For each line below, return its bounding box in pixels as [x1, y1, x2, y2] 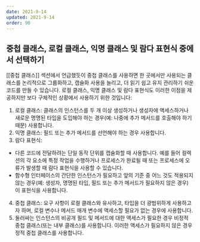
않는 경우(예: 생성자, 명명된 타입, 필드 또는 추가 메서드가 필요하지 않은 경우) [14, 179, 189, 186]
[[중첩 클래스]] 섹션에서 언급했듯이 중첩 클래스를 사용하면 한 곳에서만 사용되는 [6, 72, 186, 79]
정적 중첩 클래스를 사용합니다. [14, 229, 84, 237]
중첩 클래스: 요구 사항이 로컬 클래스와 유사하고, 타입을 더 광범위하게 [14, 200, 171, 207]
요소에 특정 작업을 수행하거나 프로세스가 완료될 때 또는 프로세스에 [32, 157, 184, 164]
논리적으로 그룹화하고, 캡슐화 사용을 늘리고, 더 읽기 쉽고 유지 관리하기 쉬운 [21, 79, 194, 87]
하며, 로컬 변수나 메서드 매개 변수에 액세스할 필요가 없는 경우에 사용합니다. [21, 207, 193, 214]
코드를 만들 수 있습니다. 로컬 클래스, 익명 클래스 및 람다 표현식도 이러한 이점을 [6, 87, 186, 94]
